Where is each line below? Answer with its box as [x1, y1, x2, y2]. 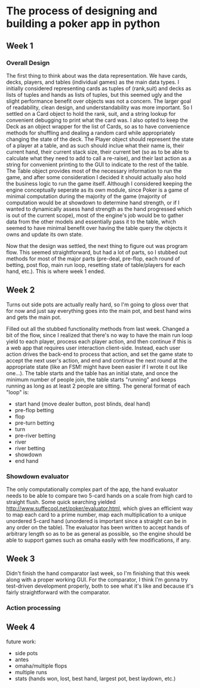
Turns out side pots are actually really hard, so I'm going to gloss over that [6, 300, 189, 308]
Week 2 [6, 285, 35, 295]
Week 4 [6, 622, 36, 632]
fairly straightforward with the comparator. [6, 588, 110, 595]
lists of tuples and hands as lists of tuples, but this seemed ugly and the [6, 91, 183, 98]
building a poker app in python [6, 17, 160, 30]
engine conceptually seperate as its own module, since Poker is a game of [6, 186, 189, 193]
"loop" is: [6, 388, 29, 395]
